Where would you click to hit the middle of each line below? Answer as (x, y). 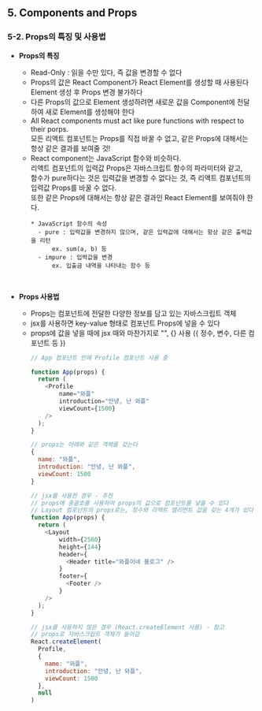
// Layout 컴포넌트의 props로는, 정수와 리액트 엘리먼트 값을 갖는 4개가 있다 (142, 510)
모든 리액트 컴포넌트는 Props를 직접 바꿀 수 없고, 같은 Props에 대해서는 (139, 138)
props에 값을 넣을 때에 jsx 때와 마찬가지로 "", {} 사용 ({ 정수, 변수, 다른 (138, 333)
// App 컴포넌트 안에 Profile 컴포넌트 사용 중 (99, 358)
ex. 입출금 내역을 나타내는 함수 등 (101, 266)
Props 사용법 (39, 296)
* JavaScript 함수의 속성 (69, 224)
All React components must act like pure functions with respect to (137, 121)
